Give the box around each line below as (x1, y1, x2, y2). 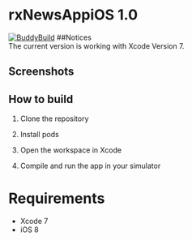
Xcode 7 (19, 217, 49, 226)
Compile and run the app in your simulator (19, 161, 161, 171)
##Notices (56, 32, 92, 42)
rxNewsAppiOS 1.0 (8, 6, 139, 24)
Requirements (8, 189, 105, 208)
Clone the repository (19, 114, 89, 123)
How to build (8, 92, 74, 106)
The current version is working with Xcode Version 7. (8, 41, 185, 50)
